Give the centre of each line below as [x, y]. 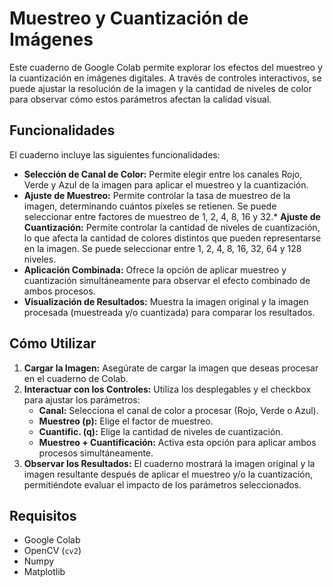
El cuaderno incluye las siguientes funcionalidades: [115, 154]
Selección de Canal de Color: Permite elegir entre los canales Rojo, [163, 174]
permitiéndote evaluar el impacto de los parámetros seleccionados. [162, 484]
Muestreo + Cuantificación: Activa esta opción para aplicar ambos [177, 442]
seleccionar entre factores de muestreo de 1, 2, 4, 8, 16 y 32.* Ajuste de [172, 216]
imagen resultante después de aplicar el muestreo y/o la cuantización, [168, 474]
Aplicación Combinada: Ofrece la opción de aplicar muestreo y [155, 269]
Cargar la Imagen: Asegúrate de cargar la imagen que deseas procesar [171, 368]
